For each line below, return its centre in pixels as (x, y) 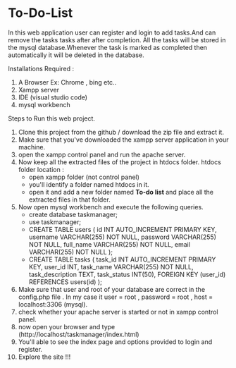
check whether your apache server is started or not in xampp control (118, 312)
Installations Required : (41, 68)
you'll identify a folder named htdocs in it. (89, 184)
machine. (32, 147)
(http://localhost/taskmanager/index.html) (79, 334)
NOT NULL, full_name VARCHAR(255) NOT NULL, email (110, 244)
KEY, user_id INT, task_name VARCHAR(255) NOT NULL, (111, 266)
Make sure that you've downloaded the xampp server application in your (123, 140)
